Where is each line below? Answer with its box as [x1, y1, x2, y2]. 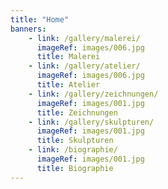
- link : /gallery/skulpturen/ [28, 117, 155, 127]
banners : [10, 24, 47, 34]
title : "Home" [10, 14, 70, 25]
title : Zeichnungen [36, 107, 118, 118]
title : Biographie [36, 163, 114, 173]
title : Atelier [36, 80, 101, 90]
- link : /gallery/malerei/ [28, 33, 141, 43]
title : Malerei [36, 52, 101, 62]
